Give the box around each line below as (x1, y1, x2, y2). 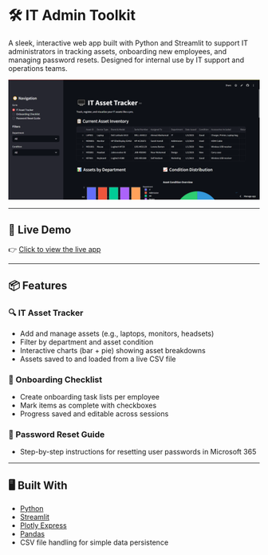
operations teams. (8, 63, 68, 73)
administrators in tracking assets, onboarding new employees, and (8, 46, 227, 56)
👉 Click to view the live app (8, 244, 101, 254)
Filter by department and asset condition (19, 337, 154, 347)
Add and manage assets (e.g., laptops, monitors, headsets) (19, 329, 215, 338)
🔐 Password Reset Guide (8, 428, 105, 439)
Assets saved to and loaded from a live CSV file (19, 354, 176, 364)
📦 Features (8, 279, 68, 293)
